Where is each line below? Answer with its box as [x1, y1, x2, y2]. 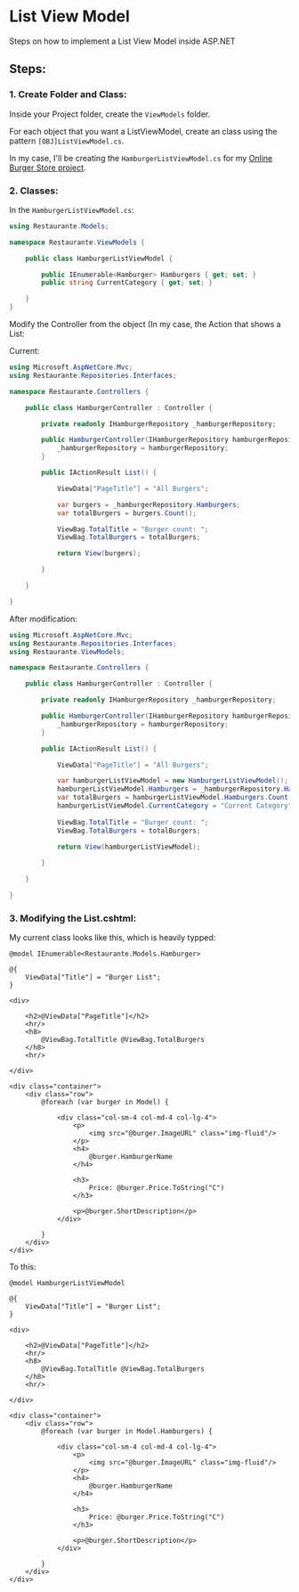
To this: [9, 1261, 36, 1272]
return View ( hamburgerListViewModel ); [56, 842, 201, 852]
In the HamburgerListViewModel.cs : [9, 204, 134, 215]
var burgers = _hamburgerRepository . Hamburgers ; [56, 500, 241, 509]
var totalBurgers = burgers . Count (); [56, 508, 198, 518]
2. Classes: [9, 185, 59, 197]
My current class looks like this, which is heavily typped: [9, 932, 216, 943]
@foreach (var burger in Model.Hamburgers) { [41, 1427, 214, 1436]
